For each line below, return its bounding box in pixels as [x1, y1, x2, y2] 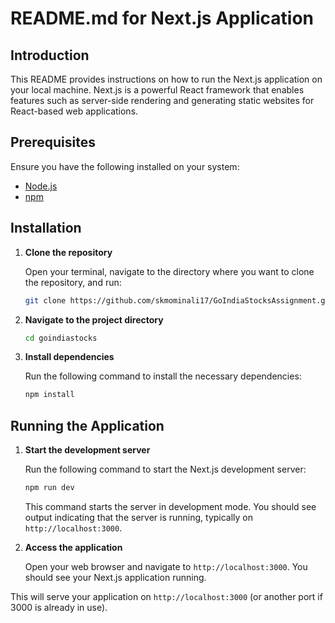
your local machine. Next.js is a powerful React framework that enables [10, 84, 305, 96]
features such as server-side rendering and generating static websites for [10, 95, 315, 106]
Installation [10, 220, 82, 237]
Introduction [10, 47, 90, 64]
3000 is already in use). [10, 601, 108, 613]
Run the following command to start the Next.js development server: [24, 463, 307, 476]
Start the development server [24, 444, 151, 456]
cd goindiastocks [24, 333, 98, 343]
